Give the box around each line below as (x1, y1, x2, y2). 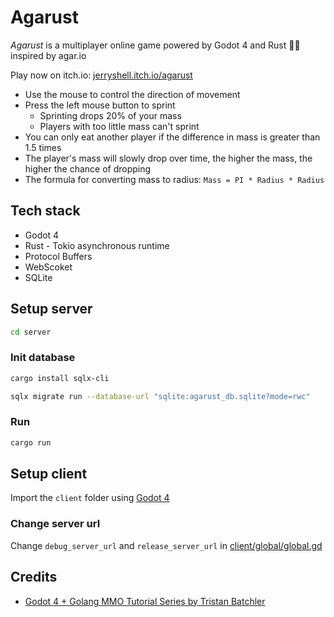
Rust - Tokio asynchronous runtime (24, 239, 170, 251)
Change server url (10, 517, 101, 531)
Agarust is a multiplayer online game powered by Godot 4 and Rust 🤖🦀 (10, 39, 301, 51)
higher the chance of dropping (24, 162, 152, 175)
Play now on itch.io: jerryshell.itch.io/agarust (10, 69, 193, 81)
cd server (10, 327, 52, 337)
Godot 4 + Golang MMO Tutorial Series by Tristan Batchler (24, 595, 266, 607)
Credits (10, 569, 58, 586)
